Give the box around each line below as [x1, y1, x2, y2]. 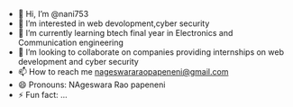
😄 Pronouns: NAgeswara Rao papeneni [17, 79, 166, 90]
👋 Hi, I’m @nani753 [17, 9, 89, 19]
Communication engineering [17, 37, 124, 48]
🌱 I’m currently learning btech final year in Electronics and [17, 28, 233, 38]
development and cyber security [17, 57, 140, 67]
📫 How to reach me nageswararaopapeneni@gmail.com [17, 67, 229, 76]
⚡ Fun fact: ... [17, 90, 68, 100]
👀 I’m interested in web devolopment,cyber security [17, 18, 210, 29]
